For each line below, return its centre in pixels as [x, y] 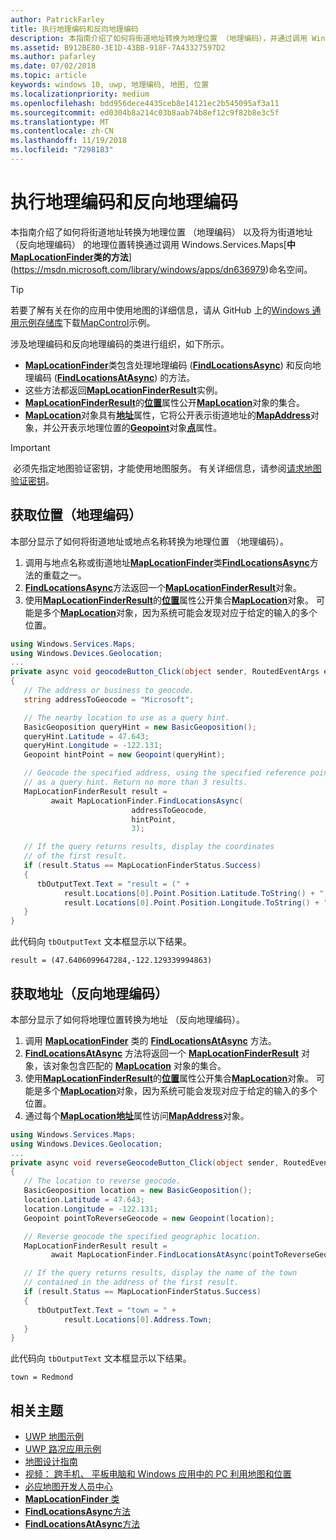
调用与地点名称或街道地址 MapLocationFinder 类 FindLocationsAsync [167, 562]
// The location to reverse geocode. [102, 1181]
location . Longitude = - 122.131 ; [91, 1209]
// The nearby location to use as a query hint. [126, 717]
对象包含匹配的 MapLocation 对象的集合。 [139, 1065]
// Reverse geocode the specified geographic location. [142, 1236]
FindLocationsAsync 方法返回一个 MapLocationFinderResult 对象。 [163, 587]
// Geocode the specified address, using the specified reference [165, 773]
